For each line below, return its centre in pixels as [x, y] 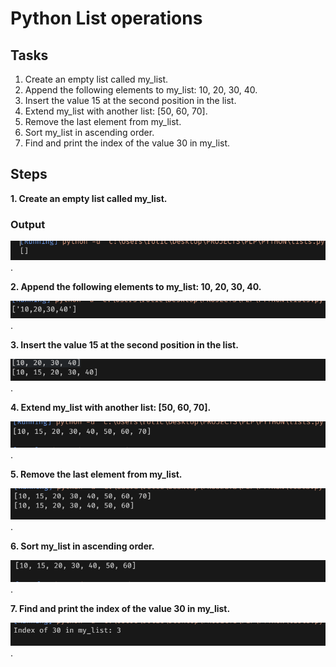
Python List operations [106, 18]
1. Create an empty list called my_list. [89, 198]
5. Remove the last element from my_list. [96, 474]
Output [28, 224]
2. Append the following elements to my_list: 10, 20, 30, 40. [136, 287]
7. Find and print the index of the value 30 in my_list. [120, 608]
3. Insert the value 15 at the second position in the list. [124, 345]
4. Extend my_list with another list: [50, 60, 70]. [111, 408]
